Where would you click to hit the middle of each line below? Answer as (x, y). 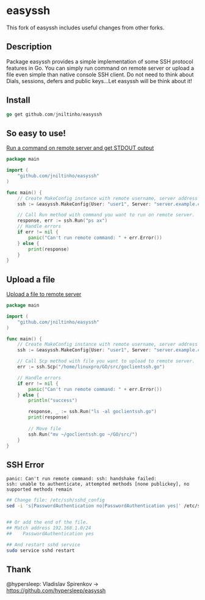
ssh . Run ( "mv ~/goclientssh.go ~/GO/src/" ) (83, 434)
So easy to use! (36, 133)
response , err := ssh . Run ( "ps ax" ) (63, 221)
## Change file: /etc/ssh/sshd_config (56, 500)
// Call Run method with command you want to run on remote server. (106, 215)
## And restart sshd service (43, 544)
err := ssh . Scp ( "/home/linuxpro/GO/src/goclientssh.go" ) (91, 367)
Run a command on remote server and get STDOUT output (80, 148)
